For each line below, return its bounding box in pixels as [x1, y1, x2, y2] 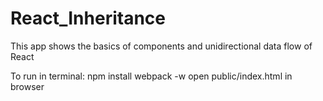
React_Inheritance [10, 7, 167, 30]
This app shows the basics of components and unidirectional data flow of [10, 40, 313, 52]
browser [10, 80, 45, 92]
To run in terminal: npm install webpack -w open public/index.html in [10, 70, 293, 82]
